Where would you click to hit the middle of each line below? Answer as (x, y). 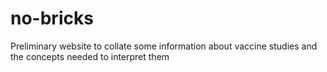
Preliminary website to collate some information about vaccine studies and (164, 46)
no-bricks (52, 18)
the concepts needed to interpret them (90, 56)
